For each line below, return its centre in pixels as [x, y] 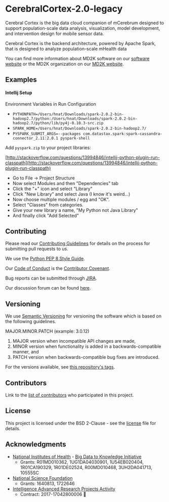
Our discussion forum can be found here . [48, 288]
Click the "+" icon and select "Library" [52, 189]
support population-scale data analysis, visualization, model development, [83, 28]
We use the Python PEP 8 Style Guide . [45, 259]
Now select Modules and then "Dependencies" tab [66, 183]
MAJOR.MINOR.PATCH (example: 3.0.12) [47, 331]
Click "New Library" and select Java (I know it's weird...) [71, 194]
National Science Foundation [43, 478]
